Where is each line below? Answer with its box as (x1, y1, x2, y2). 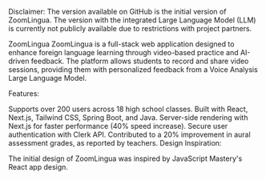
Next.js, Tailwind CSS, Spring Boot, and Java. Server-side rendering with (8, 113, 248, 122)
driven (8, 56, 30, 66)
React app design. (8, 162, 68, 171)
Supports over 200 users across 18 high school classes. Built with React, (8, 104, 248, 114)
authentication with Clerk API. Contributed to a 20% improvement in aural (8, 130, 251, 139)
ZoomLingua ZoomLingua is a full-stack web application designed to (8, 39, 235, 49)
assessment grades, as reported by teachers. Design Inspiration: (8, 138, 222, 147)
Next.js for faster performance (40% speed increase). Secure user (8, 122, 228, 130)
